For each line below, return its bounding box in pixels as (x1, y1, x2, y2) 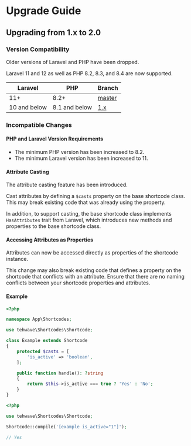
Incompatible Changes (6, 120, 72, 129)
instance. (6, 256, 29, 263)
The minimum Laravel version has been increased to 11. (14, 155, 148, 162)
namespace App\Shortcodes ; (6, 316, 72, 323)
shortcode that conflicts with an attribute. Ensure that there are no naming (6, 273, 185, 280)
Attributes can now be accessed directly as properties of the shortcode (6, 249, 179, 256)
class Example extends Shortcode (6, 338, 88, 344)
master (97, 93, 117, 102)
